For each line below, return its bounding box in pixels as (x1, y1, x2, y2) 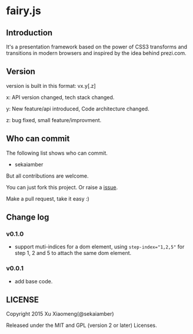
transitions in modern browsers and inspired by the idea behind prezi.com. (6, 50, 187, 57)
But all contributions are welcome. (6, 172, 89, 179)
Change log (6, 212, 49, 222)
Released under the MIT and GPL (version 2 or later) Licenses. (6, 322, 157, 329)
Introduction (6, 28, 53, 38)
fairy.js (6, 4, 41, 18)
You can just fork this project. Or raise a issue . (6, 184, 118, 191)
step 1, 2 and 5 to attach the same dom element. (14, 250, 132, 257)
